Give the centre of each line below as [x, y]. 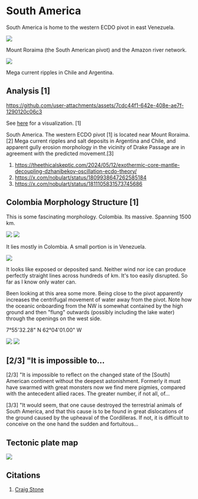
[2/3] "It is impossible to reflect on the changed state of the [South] [88, 375]
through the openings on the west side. [54, 318]
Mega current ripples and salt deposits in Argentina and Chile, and [95, 141]
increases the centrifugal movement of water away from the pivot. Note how [99, 300]
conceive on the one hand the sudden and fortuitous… [72, 424]
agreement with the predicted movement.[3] [60, 153]
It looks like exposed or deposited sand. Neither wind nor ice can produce [96, 269]
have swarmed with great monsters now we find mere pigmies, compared [96, 387]
